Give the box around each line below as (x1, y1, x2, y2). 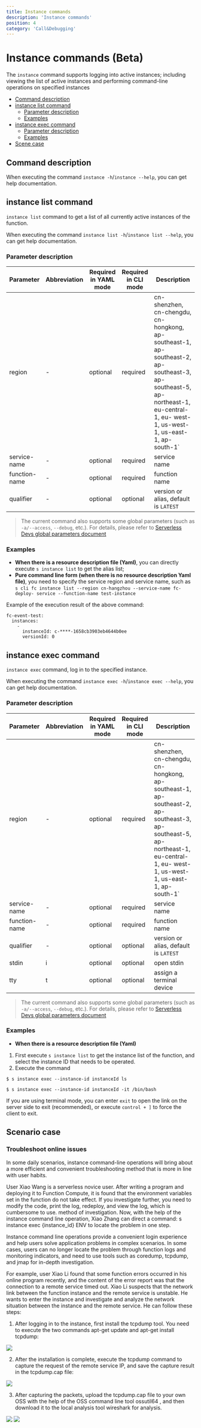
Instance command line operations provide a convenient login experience (6, 1233, 187, 1240)
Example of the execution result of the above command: (6, 601, 145, 609)
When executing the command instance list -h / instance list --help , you (6, 231, 194, 238)
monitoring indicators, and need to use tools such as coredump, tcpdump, (6, 1252, 189, 1259)
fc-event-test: (6, 613, 44, 619)
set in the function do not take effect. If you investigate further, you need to (6, 1196, 191, 1203)
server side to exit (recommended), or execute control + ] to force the (6, 1103, 182, 1110)
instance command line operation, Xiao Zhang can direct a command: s (6, 1215, 182, 1222)
